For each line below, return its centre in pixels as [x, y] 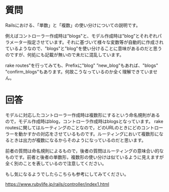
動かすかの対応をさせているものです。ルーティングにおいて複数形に [89, 134]
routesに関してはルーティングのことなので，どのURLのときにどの [73, 127]
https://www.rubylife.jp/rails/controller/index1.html [57, 184]
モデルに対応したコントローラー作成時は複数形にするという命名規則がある [83, 115]
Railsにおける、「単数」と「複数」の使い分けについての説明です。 [73, 25]
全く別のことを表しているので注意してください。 [56, 163]
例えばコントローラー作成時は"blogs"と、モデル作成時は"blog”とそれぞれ [81, 36]
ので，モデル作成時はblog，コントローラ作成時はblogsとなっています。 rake [84, 121]
